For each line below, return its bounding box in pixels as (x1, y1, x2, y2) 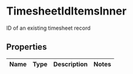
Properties (6, 42, 47, 52)
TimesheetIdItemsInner (6, 4, 127, 18)
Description (53, 59, 88, 68)
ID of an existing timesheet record (6, 24, 91, 32)
